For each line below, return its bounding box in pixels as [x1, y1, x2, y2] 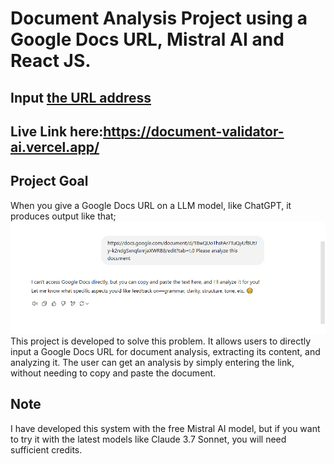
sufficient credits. [10, 443, 83, 456]
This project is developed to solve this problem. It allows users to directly [10, 335, 312, 347]
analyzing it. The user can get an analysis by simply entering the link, [10, 357, 295, 369]
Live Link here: [10, 123, 104, 140]
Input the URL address [10, 89, 152, 106]
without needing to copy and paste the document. [10, 367, 217, 379]
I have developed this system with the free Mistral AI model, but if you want [10, 422, 321, 434]
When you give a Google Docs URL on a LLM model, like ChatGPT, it [10, 199, 292, 211]
